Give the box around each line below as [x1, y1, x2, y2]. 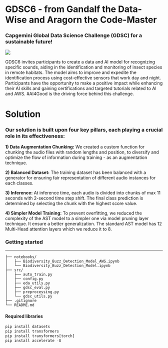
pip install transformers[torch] [5, 333, 75, 338]
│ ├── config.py [5, 276, 43, 281]
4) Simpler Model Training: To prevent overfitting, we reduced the [5, 210, 142, 216]
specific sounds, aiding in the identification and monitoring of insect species [5, 64, 162, 70]
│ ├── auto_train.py [5, 272, 52, 277]
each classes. [5, 180, 33, 186]
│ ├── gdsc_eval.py [5, 285, 50, 290]
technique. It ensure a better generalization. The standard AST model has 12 [5, 220, 162, 226]
